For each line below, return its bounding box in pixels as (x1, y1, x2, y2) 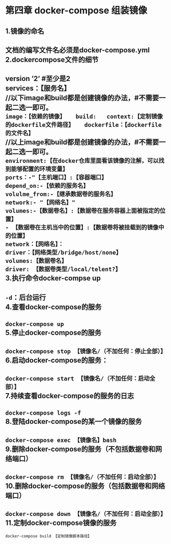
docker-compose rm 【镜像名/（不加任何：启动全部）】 (5, 473, 160, 481)
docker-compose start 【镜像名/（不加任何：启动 (5, 375, 150, 382)
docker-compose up (5, 320, 64, 328)
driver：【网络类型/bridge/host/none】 (5, 249, 122, 257)
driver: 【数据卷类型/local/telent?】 (5, 265, 121, 273)
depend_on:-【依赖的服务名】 (5, 182, 89, 190)
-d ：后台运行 (5, 293, 46, 302)
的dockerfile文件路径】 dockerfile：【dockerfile (5, 121, 162, 129)
